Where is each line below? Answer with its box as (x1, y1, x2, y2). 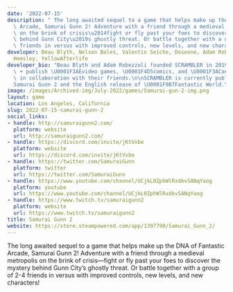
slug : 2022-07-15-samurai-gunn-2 (7, 107, 104, 113)
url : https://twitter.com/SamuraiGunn (13, 171, 126, 178)
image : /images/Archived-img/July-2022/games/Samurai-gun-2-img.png (7, 87, 209, 94)
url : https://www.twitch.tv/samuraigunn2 (13, 210, 135, 217)
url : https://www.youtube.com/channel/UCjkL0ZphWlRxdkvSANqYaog (13, 190, 203, 197)
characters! (7, 278, 40, 286)
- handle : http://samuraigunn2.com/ (7, 119, 113, 127)
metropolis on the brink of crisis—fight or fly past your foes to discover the (7, 256, 221, 264)
